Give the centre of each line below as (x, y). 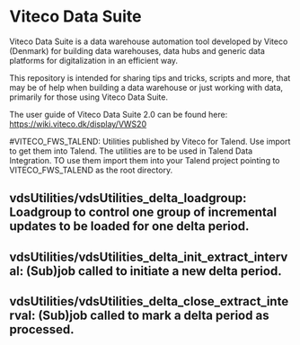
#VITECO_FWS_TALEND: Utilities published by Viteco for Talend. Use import (150, 141)
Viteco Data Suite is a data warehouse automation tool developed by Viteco (149, 41)
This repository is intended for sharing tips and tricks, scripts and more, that (150, 77)
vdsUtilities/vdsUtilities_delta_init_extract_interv (149, 257)
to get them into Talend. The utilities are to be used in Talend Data (131, 151)
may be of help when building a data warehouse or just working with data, (146, 87)
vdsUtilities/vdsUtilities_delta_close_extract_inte (149, 301)
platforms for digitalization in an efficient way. (93, 60)
